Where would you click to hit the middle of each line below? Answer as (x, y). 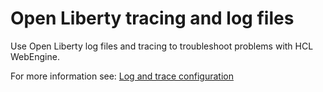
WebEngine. (35, 56)
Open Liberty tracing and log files (152, 18)
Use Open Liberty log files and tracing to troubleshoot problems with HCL (162, 46)
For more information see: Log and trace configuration (122, 76)
